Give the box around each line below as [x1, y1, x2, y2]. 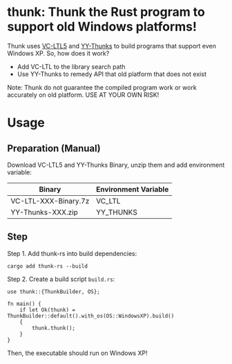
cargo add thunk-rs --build [7, 262, 88, 270]
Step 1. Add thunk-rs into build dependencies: [7, 249, 137, 257]
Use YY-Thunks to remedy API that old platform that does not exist [17, 70, 207, 78]
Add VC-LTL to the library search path [17, 62, 126, 71]
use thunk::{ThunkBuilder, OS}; [7, 288, 100, 295]
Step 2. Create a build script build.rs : [7, 275, 115, 283]
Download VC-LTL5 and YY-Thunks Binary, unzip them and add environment [7, 161, 225, 169]
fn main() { [7, 300, 41, 307]
